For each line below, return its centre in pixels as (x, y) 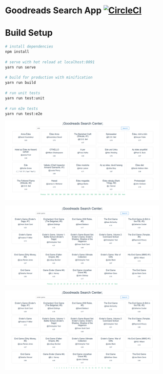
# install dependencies (29, 47)
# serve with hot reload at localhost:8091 (50, 62)
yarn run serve (20, 67)
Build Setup (29, 33)
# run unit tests (23, 93)
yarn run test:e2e (24, 114)
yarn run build (20, 83)
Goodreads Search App (53, 11)
